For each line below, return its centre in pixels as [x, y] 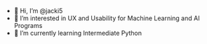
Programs [28, 25]
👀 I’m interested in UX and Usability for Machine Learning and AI [107, 18]
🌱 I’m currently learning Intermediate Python [78, 33]
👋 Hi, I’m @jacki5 [38, 11]
